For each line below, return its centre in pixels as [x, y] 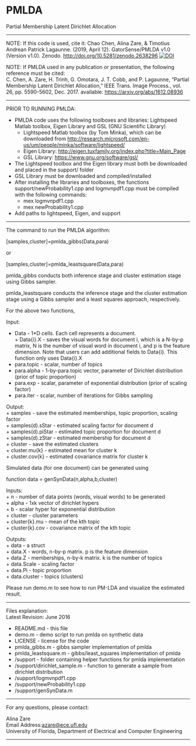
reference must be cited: [36, 73]
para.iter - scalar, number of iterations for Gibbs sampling [83, 395]
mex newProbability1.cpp [53, 207]
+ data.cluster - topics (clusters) [45, 576]
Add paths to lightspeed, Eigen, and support [67, 213]
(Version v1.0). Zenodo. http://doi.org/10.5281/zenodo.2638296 [82, 56]
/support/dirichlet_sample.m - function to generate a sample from [93, 665]
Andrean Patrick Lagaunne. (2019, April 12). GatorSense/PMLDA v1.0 [88, 49]
